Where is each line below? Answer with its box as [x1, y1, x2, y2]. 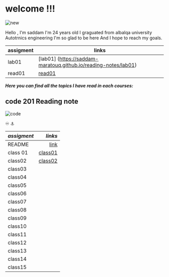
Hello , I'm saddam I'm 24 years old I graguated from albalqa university [5, 29, 152, 35]
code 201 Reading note [5, 97, 79, 106]
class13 [8, 247, 27, 254]
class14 [8, 255, 27, 262]
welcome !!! [5, 3, 55, 15]
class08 [8, 206, 27, 213]
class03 [8, 165, 27, 172]
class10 [8, 223, 27, 230]
